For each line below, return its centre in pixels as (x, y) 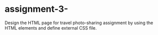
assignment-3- (36, 9)
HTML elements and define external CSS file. (51, 28)
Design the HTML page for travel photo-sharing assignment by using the (79, 23)
